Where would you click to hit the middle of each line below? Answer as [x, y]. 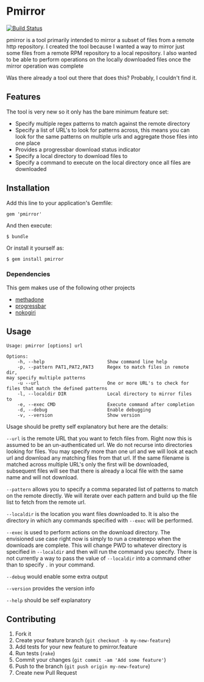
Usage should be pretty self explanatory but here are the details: [87, 426]
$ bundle [17, 236]
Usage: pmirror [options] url [45, 346]
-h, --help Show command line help [92, 361]
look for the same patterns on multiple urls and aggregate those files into [107, 136]
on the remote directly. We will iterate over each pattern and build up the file [102, 495]
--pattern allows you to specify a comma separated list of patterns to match [102, 489]
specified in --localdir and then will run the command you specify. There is [102, 551]
